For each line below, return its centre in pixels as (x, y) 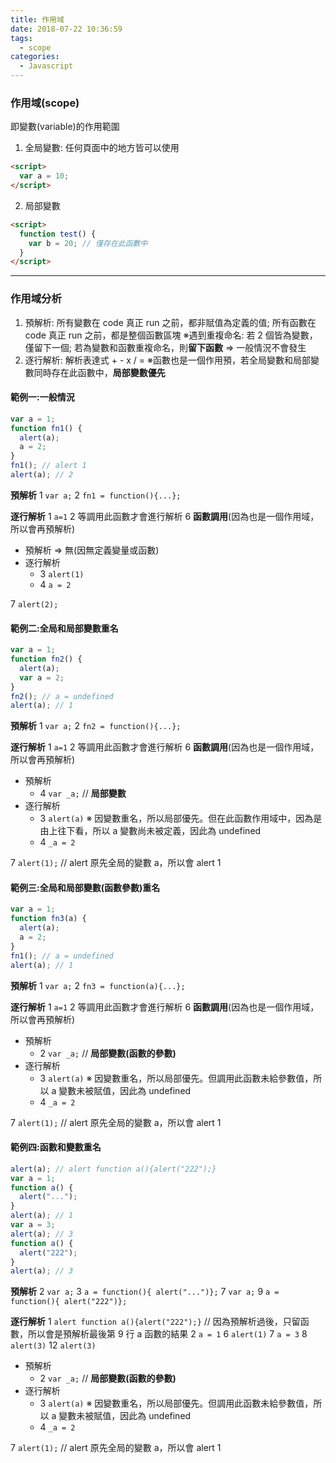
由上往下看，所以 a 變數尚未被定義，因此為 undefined (150, 831)
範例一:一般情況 (42, 397)
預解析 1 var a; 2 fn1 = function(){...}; (96, 495)
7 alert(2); (34, 603)
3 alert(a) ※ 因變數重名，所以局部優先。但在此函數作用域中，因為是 (181, 818)
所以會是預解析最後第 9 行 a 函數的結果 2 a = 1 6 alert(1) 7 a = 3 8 (167, 1334)
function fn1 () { (46, 428)
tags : (21, 38)
